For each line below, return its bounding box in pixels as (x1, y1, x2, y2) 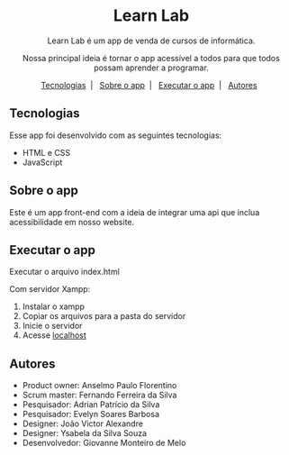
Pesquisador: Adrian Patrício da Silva (22, 399, 160, 410)
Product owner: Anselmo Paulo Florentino (22, 380, 177, 391)
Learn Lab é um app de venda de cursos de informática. (47, 35, 256, 46)
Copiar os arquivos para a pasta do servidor (22, 311, 186, 322)
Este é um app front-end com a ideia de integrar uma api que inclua (9, 206, 260, 217)
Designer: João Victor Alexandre (22, 418, 144, 429)
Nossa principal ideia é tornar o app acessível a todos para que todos (22, 52, 281, 63)
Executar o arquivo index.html (9, 267, 120, 278)
